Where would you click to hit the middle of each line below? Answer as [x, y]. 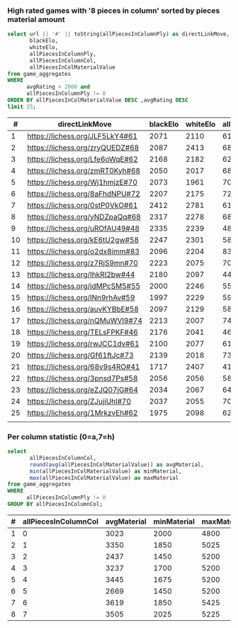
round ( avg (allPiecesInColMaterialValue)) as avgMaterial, [117, 464]
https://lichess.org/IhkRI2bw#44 [81, 274]
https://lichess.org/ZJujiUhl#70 [79, 401]
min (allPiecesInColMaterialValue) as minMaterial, [106, 471]
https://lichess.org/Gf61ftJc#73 [80, 355]
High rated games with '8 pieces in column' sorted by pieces [114, 11]
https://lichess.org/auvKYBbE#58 [83, 309]
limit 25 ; [22, 106]
